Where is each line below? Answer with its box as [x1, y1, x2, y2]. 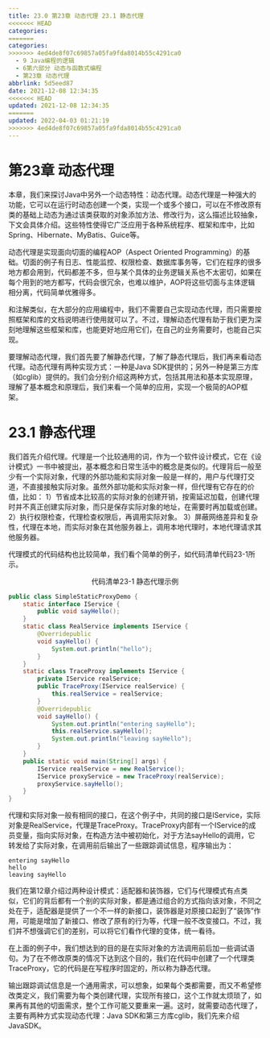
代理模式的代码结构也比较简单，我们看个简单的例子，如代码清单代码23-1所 [8, 549, 256, 558]
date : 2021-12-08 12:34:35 [8, 86, 99, 95]
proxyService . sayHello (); [37, 779, 125, 788]
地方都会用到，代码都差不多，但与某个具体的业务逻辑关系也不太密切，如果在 [8, 267, 262, 276]
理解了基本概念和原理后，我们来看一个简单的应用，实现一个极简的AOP [8, 382, 241, 392]
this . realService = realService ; [51, 690, 163, 698]
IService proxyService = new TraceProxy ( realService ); [37, 772, 225, 780]
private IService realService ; [37, 675, 142, 683]
